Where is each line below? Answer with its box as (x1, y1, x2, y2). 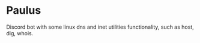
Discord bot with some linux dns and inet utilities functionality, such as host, (6, 23, 194, 30)
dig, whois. (6, 29, 34, 36)
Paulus (6, 4, 41, 17)
